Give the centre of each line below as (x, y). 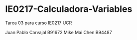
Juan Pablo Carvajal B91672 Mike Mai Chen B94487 (59, 32)
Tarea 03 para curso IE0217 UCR (39, 23)
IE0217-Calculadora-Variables (69, 9)
